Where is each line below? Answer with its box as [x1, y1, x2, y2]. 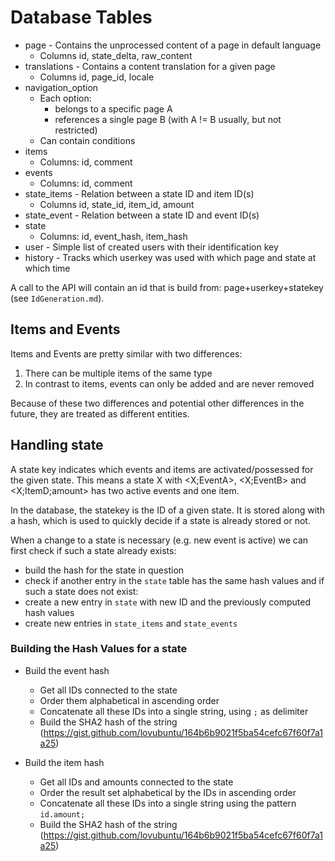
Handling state [10, 437, 104, 454]
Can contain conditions [39, 134, 136, 146]
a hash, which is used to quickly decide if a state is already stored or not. [10, 514, 311, 526]
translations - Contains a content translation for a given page [24, 60, 276, 72]
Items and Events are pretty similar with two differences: [10, 347, 243, 360]
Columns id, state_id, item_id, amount [39, 198, 195, 210]
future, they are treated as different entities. [10, 407, 190, 420]
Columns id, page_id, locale [39, 71, 155, 83]
